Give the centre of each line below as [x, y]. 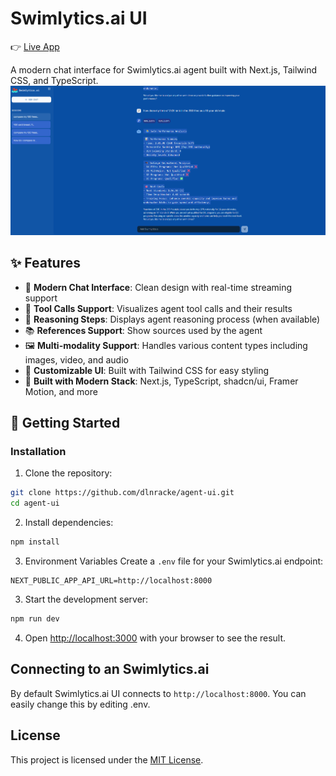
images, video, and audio [76, 359]
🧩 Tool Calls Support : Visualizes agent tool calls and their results [158, 308]
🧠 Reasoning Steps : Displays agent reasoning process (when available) [172, 319]
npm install [35, 542]
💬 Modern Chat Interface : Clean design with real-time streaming [158, 287]
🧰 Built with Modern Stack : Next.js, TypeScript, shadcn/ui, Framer [161, 381]
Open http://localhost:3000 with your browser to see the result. [155, 638]
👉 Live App [35, 46]
